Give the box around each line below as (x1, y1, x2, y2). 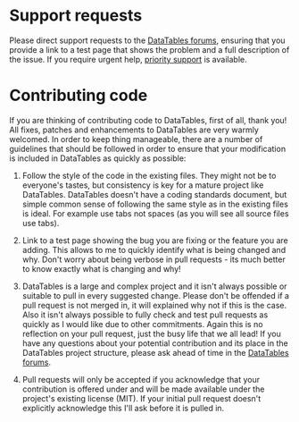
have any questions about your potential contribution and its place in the (21, 337, 288, 349)
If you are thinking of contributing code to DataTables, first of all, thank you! (9, 114, 287, 125)
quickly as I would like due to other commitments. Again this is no (21, 318, 263, 329)
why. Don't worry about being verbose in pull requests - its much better (21, 254, 286, 265)
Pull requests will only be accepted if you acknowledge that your (21, 374, 261, 384)
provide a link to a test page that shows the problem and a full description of (9, 44, 290, 55)
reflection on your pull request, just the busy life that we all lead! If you (21, 328, 281, 339)
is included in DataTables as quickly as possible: (9, 153, 187, 164)
